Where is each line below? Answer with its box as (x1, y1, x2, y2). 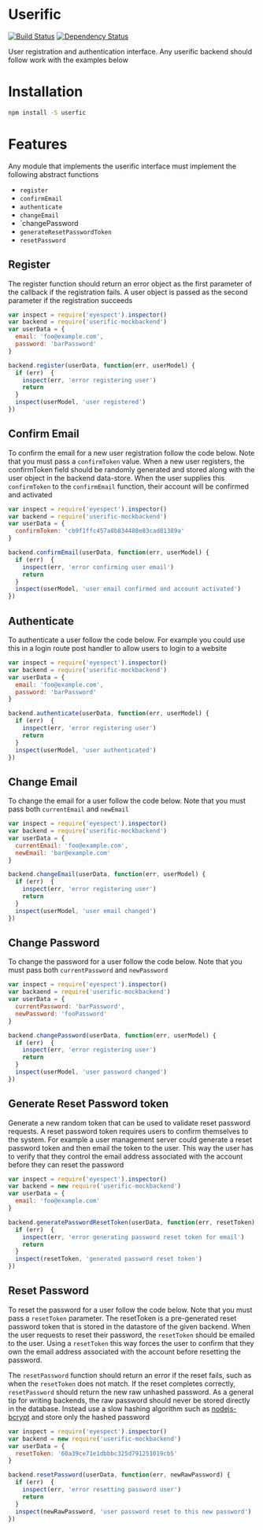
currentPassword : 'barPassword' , (15, 1003, 125, 1011)
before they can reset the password (8, 1159, 124, 1170)
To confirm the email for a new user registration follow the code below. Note (8, 448, 255, 457)
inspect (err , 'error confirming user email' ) (22, 563, 175, 571)
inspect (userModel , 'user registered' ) (15, 398, 146, 406)
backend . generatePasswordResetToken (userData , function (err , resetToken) (8, 1218, 256, 1226)
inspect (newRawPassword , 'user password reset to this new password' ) (15, 1507, 252, 1516)
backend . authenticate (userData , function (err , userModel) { (8, 710, 210, 718)
